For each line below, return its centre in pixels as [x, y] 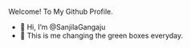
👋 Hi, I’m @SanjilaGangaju [63, 27]
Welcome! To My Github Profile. [61, 12]
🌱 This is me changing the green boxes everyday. [102, 36]
